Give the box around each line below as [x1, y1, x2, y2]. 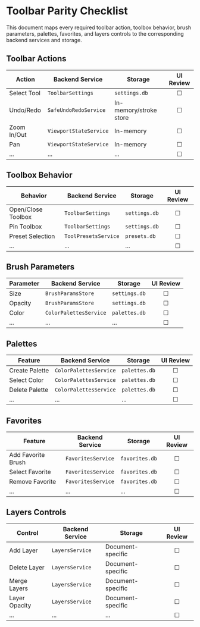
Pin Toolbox [9, 222, 42, 230]
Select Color [9, 376, 44, 384]
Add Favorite [9, 451, 45, 459]
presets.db [124, 233, 156, 239]
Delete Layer [9, 563, 45, 572]
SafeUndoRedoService [47, 106, 106, 114]
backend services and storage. [6, 36, 82, 43]
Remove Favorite [9, 478, 57, 485]
